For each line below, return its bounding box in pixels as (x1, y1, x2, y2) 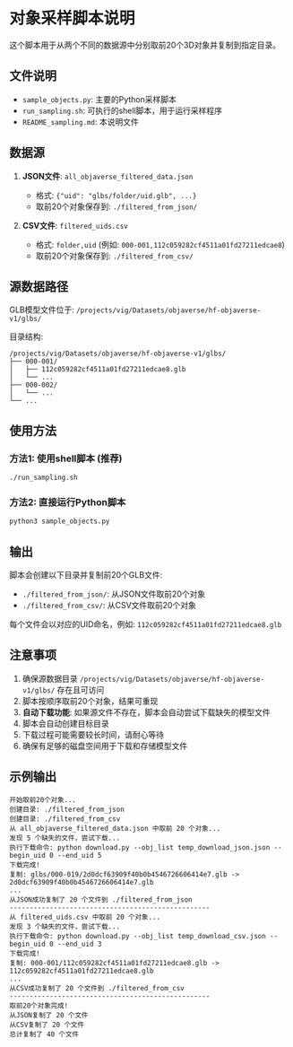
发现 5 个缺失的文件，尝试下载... (9, 833, 121, 842)
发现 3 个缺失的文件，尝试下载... (9, 921, 121, 931)
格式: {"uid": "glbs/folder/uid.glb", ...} (35, 189, 197, 200)
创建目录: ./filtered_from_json (9, 805, 125, 814)
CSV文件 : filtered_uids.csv (22, 220, 128, 231)
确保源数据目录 (22, 673, 78, 684)
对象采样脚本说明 (9, 8, 136, 29)
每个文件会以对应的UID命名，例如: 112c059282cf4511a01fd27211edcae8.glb (9, 618, 282, 629)
